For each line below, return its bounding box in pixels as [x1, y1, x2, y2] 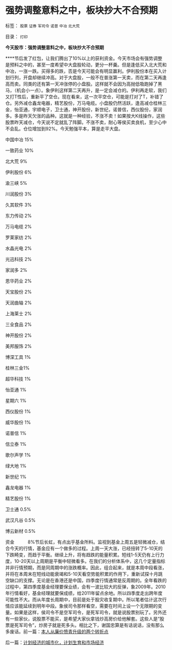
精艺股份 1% [5, 495, 31, 502]
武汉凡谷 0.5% [5, 517, 36, 523]
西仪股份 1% [5, 408, 31, 415]
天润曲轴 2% [5, 299, 32, 306]
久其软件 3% [5, 202, 32, 208]
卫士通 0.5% [5, 506, 32, 512]
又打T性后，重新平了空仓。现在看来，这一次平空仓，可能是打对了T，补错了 [5, 93, 164, 100]
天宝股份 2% [5, 289, 32, 295]
